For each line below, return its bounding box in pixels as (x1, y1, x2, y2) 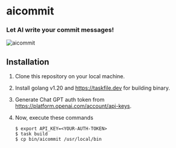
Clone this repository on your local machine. (14, 73, 125, 80)
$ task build (14, 131, 48, 137)
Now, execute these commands (14, 114, 93, 122)
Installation (6, 57, 49, 67)
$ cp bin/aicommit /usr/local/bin (14, 137, 102, 143)
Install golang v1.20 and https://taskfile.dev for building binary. (14, 84, 171, 91)
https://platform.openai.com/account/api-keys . (14, 102, 131, 109)
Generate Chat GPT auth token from (14, 96, 105, 103)
